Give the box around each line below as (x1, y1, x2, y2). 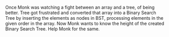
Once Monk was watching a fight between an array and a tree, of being (5, 5, 155, 10)
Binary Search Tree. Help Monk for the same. (5, 26, 100, 32)
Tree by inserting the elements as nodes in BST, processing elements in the (5, 15, 164, 21)
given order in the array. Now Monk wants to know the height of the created (5, 20, 164, 26)
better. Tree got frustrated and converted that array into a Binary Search (5, 10, 156, 16)
